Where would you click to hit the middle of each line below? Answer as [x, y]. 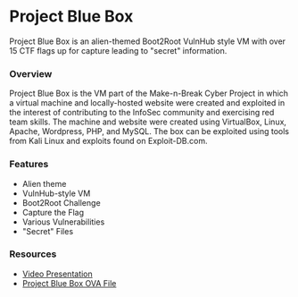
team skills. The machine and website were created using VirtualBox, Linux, [148, 122]
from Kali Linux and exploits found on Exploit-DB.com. [108, 141]
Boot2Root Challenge [61, 202]
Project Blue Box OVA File [69, 283]
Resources [33, 254]
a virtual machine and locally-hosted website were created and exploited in [147, 103]
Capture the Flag [53, 212]
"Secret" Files [48, 231]
